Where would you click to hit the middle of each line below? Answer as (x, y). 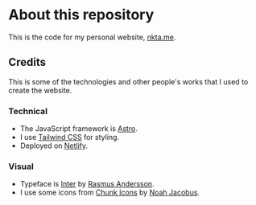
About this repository (81, 15)
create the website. (40, 90)
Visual (21, 166)
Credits (27, 62)
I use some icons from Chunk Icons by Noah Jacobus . (109, 193)
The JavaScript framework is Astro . (79, 129)
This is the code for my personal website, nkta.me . (92, 37)
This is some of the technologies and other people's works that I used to (128, 81)
